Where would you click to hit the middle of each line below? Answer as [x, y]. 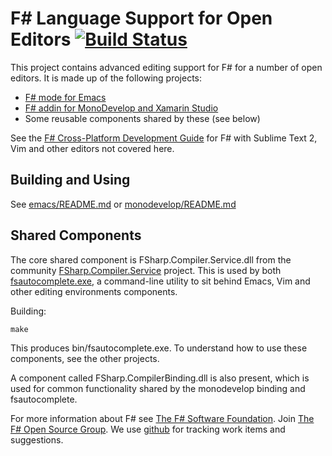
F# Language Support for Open [141, 18]
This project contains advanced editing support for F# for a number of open [166, 67]
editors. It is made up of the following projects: [106, 78]
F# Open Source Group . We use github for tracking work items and [148, 429]
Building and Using [70, 180]
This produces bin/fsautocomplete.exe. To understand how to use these [159, 348]
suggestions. [37, 439]
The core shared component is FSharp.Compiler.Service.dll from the [151, 259]
